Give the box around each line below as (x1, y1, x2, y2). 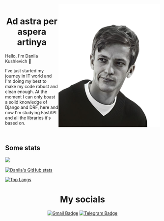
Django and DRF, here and (5, 104, 58, 110)
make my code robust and (5, 83, 58, 89)
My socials (59, 193, 106, 205)
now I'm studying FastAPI (5, 109, 57, 115)
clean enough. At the (5, 89, 48, 95)
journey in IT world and (5, 73, 52, 79)
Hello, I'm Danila (5, 53, 38, 59)
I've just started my (5, 67, 44, 73)
